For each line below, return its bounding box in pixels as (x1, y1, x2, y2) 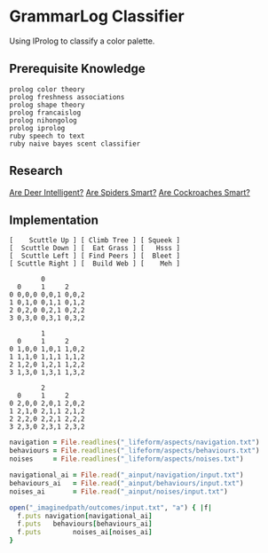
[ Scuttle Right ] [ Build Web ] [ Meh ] (9, 259, 180, 268)
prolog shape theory (9, 100, 86, 109)
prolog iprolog (9, 123, 66, 132)
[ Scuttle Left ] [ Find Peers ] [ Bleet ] (9, 251, 180, 261)
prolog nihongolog (9, 115, 77, 125)
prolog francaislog (9, 108, 82, 117)
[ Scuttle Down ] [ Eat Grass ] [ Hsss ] (9, 244, 180, 253)
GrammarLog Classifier (9, 6, 185, 27)
